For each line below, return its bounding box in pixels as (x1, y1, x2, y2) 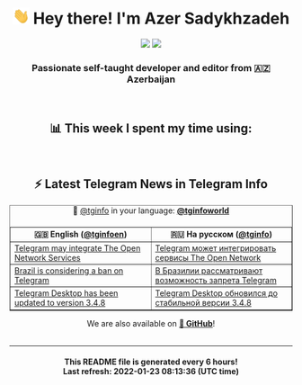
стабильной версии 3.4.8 (155, 298, 252, 309)
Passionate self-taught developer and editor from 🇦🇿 (31, 61, 271, 74)
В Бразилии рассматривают (155, 264, 263, 276)
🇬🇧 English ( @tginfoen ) (34, 228, 128, 240)
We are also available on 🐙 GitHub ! (86, 318, 216, 328)
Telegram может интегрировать (155, 242, 277, 254)
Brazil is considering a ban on (14, 264, 124, 276)
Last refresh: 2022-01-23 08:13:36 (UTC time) (62, 366, 240, 377)
